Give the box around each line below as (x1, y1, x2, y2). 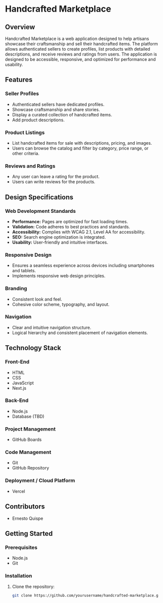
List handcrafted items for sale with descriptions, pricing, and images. (12, 140, 152, 146)
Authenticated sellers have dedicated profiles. (12, 101, 105, 107)
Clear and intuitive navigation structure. (12, 324, 91, 330)
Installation (5, 572, 33, 579)
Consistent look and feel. (12, 296, 62, 302)
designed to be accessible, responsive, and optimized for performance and (5, 57, 156, 62)
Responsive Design (5, 251, 52, 258)
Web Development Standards (5, 207, 76, 214)
